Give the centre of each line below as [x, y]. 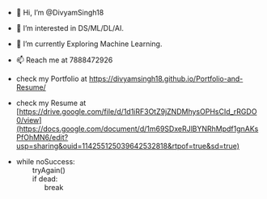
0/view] [29, 120]
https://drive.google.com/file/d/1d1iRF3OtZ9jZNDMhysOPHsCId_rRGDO [138, 112]
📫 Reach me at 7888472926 [64, 60]
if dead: [45, 179]
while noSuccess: [45, 161]
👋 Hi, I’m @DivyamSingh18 [60, 13]
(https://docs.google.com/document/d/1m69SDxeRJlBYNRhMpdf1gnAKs [137, 129]
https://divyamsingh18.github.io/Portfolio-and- [166, 78]
